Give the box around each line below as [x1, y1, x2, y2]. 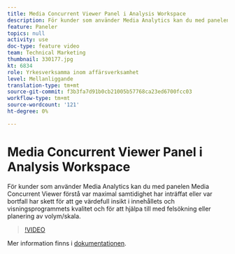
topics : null [7, 29, 45, 37]
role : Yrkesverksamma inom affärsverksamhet [7, 69, 139, 76]
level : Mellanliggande [7, 75, 73, 83]
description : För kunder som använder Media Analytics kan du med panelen [7, 17, 230, 24]
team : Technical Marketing [7, 50, 86, 57]
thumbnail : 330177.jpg [7, 56, 73, 63]
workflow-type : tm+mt [7, 95, 71, 102]
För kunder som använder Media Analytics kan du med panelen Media [7, 182, 210, 190]
